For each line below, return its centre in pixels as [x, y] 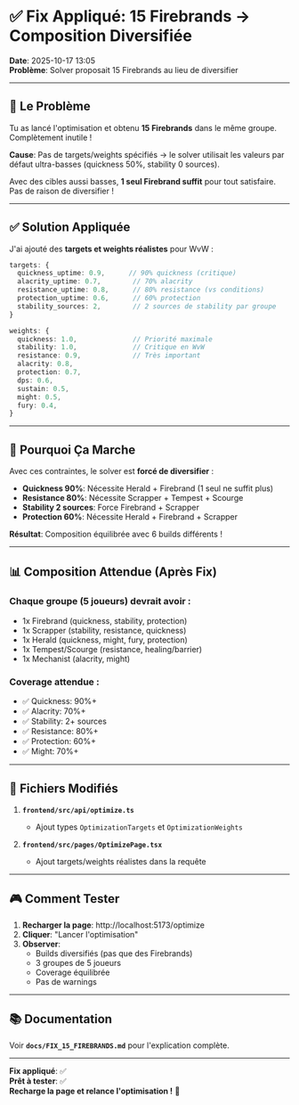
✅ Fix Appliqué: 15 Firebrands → [130, 16]
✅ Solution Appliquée [70, 228]
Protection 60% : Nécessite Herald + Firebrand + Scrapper [130, 517]
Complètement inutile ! [51, 137]
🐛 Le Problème [50, 106]
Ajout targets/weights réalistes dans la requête [121, 861]
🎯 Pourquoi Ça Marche [73, 450]
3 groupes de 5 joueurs [78, 962]
